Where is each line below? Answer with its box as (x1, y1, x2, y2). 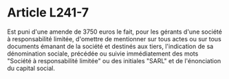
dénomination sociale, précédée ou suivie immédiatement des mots (7, 49, 199, 58)
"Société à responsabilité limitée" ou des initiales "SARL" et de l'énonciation (7, 56, 221, 65)
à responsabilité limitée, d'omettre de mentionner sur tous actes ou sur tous (7, 34, 221, 43)
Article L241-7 (7, 5, 89, 21)
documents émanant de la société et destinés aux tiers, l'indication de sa (7, 42, 214, 50)
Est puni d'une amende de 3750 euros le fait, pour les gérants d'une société (7, 27, 222, 36)
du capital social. (7, 64, 56, 72)
